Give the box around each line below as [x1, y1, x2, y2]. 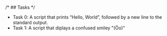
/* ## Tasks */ [5, 5, 35, 10]
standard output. [12, 20, 48, 25]
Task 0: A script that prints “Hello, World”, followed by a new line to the [12, 14, 162, 20]
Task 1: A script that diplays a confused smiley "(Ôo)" [12, 25, 126, 31]
